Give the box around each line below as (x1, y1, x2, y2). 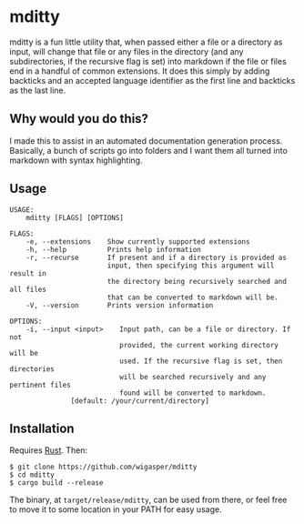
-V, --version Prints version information (25, 300, 214, 310)
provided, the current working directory (119, 340, 279, 349)
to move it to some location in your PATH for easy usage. (9, 504, 222, 515)
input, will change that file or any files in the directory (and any (9, 45, 244, 56)
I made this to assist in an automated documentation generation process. (9, 135, 283, 146)
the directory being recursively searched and (106, 277, 287, 286)
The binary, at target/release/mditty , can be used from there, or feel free (9, 494, 288, 506)
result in (9, 268, 47, 278)
